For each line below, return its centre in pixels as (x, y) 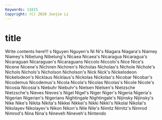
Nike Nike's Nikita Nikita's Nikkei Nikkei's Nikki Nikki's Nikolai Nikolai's (76, 103)
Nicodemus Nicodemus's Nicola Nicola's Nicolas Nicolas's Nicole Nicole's (80, 83)
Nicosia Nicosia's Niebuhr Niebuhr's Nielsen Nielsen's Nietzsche (70, 87)
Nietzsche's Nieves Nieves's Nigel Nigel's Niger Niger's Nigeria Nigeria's (79, 93)
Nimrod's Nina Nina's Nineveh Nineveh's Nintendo (56, 113)
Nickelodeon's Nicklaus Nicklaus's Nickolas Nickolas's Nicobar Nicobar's (79, 77)
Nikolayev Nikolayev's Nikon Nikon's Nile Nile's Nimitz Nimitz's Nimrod (76, 108)
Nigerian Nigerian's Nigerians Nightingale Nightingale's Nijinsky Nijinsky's (79, 98)
